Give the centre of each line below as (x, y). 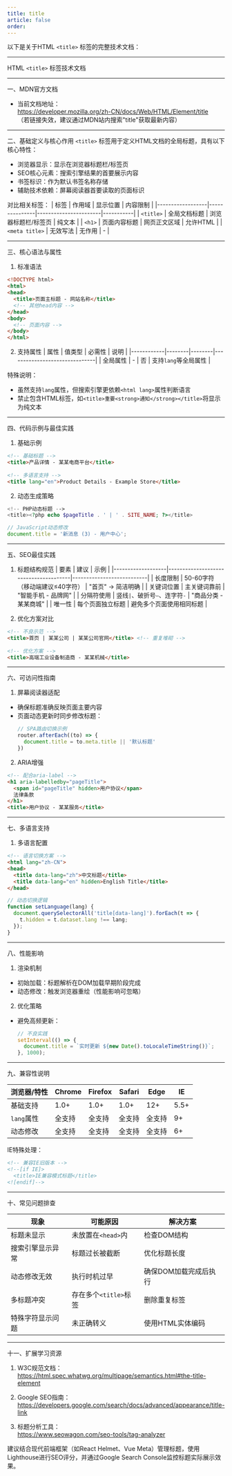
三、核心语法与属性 (35, 252)
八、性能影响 (25, 953)
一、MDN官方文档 (33, 89)
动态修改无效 (32, 1276)
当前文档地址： (38, 104)
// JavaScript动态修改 (38, 528)
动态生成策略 (35, 495)
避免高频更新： (38, 1021)
